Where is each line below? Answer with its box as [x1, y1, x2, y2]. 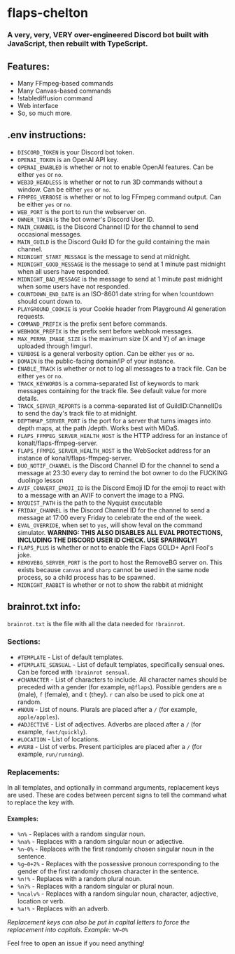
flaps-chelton [7, 5, 89, 21]
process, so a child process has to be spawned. [17, 573, 156, 581]
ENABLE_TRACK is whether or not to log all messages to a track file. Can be [17, 364, 227, 373]
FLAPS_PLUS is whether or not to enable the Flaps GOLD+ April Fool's [17, 543, 213, 552]
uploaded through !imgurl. [17, 342, 93, 350]
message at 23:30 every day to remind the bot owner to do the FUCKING [17, 468, 228, 477]
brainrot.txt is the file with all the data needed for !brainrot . [7, 619, 185, 628]
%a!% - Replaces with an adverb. [17, 904, 110, 913]
